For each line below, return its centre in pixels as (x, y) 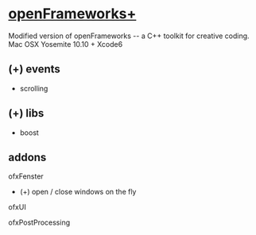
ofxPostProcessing (39, 222)
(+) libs (26, 113)
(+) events (35, 69)
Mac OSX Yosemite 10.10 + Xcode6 (66, 44)
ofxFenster (26, 176)
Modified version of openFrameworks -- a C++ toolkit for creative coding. (129, 36)
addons (27, 157)
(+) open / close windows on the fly (78, 192)
